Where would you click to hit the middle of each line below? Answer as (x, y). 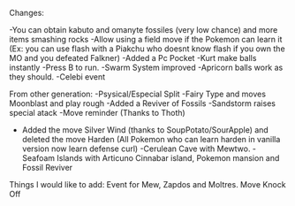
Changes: (26, 13)
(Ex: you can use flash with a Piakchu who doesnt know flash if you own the (147, 49)
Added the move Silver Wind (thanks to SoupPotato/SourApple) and (145, 130)
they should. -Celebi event (57, 77)
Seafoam (38, 158)
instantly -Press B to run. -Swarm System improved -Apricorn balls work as (146, 67)
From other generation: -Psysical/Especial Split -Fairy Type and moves (138, 94)
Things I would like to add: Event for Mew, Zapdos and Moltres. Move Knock (147, 184)
